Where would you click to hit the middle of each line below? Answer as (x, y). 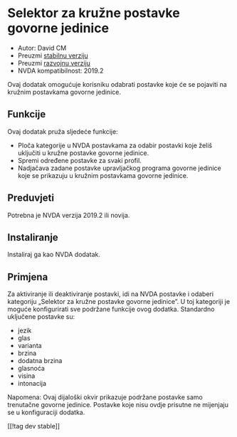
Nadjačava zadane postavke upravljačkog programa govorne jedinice (120, 168)
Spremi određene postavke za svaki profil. (80, 160)
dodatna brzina (40, 361)
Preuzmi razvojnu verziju (54, 63)
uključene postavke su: (41, 317)
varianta (30, 346)
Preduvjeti (31, 198)
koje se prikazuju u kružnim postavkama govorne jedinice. (103, 175)
